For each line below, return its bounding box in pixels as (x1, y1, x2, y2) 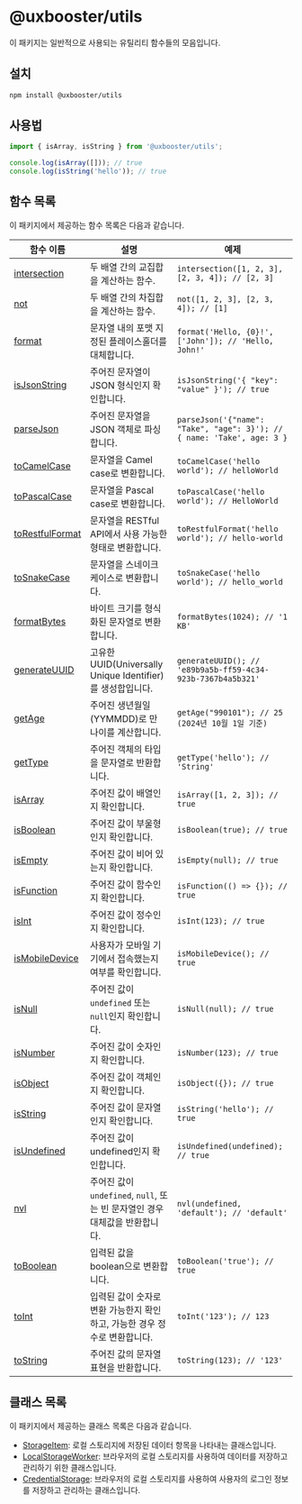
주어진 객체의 (89, 743, 143, 755)
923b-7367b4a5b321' (176, 673, 261, 684)
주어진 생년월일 (89, 698, 151, 711)
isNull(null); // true (176, 1003, 274, 1014)
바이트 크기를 (89, 602, 143, 615)
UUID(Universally (89, 658, 164, 670)
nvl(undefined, (176, 1199, 242, 1208)
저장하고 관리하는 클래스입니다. (31, 1484, 141, 1495)
